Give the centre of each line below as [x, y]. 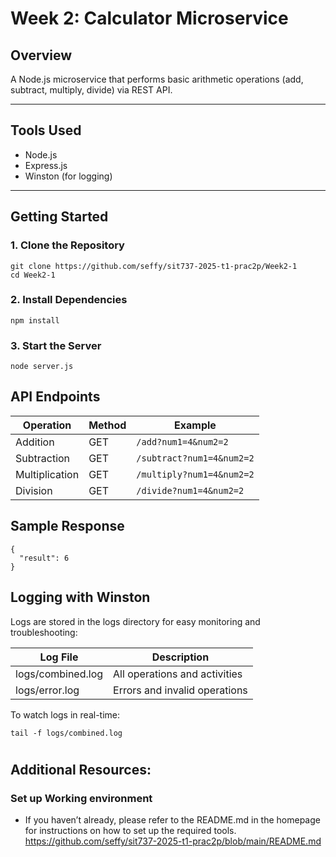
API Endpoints [55, 397]
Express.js [46, 165]
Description [180, 657]
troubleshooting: [44, 632]
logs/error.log [47, 690]
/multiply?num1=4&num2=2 [195, 474]
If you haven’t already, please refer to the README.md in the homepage [172, 820]
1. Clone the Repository [67, 245]
